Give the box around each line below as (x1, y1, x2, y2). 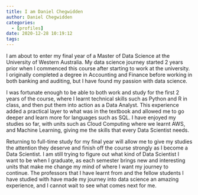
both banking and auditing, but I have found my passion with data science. (6, 77, 188, 84)
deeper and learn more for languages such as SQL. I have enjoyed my (6, 114, 176, 121)
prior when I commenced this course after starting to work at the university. (6, 65, 190, 71)
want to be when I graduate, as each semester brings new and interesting (6, 157, 186, 164)
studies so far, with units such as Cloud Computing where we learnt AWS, (6, 121, 186, 127)
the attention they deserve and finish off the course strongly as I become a (6, 144, 188, 151)
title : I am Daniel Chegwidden (6, 8, 83, 15)
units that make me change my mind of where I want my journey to (6, 163, 168, 170)
